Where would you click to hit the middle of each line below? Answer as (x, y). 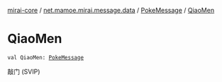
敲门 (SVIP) (24, 71)
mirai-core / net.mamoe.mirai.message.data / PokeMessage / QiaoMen (111, 10)
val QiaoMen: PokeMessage (45, 57)
